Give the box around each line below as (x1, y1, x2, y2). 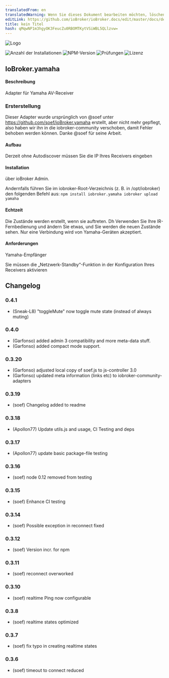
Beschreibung (5, 79, 35, 85)
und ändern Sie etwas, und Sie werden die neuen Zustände (37, 223, 161, 230)
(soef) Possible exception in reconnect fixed (12, 522, 105, 528)
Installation (5, 164, 29, 170)
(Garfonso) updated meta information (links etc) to (12, 373, 117, 379)
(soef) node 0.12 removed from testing (12, 474, 92, 480)
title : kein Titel (5, 21, 44, 27)
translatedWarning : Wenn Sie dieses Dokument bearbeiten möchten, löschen (5, 12, 165, 17)
